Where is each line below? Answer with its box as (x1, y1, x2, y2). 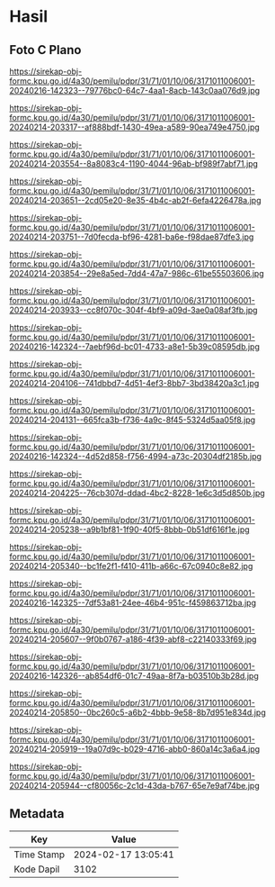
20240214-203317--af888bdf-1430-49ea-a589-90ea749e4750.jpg (9, 122, 261, 132)
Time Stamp (13, 848, 66, 861)
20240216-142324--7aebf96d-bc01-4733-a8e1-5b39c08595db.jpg (9, 341, 261, 352)
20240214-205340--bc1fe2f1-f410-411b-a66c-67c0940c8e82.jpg (9, 561, 253, 571)
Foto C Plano (9, 42, 82, 58)
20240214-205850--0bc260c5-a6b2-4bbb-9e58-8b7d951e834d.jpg (9, 707, 267, 718)
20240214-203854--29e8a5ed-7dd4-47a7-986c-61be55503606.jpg (9, 268, 264, 278)
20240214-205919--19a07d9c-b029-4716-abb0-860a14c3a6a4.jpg (9, 744, 261, 754)
